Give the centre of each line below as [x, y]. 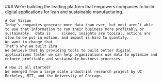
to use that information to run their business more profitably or [75, 29]
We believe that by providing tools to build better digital [68, 50]
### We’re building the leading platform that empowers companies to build [80, 7]
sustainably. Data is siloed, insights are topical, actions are [78, 33]
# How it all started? [28, 67]
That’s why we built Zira [31, 46]
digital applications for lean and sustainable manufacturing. [64, 12]
